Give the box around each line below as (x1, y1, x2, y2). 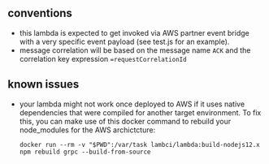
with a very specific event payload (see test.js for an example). (19, 37, 230, 46)
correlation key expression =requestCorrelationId (19, 54, 188, 63)
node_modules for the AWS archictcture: (19, 125, 156, 135)
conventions (7, 6, 72, 20)
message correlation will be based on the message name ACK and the (19, 45, 251, 55)
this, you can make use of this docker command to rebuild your (19, 116, 232, 126)
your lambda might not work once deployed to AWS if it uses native (19, 99, 245, 109)
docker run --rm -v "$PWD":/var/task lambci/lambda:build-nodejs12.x (19, 140, 261, 149)
